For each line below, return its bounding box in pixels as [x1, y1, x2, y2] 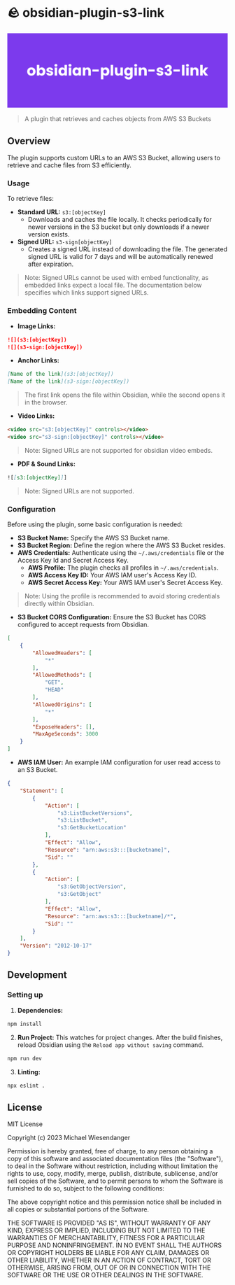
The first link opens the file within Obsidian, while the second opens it [24, 391, 225, 399]
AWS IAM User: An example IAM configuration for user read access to [17, 758, 221, 766]
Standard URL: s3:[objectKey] [17, 208, 106, 216]
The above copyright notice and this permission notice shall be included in [7, 1198, 222, 1207]
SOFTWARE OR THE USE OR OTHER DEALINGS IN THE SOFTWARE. [7, 1271, 204, 1279]
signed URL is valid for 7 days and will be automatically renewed [27, 253, 213, 261]
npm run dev [7, 1055, 42, 1062]
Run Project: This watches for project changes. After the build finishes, [17, 1033, 223, 1041]
